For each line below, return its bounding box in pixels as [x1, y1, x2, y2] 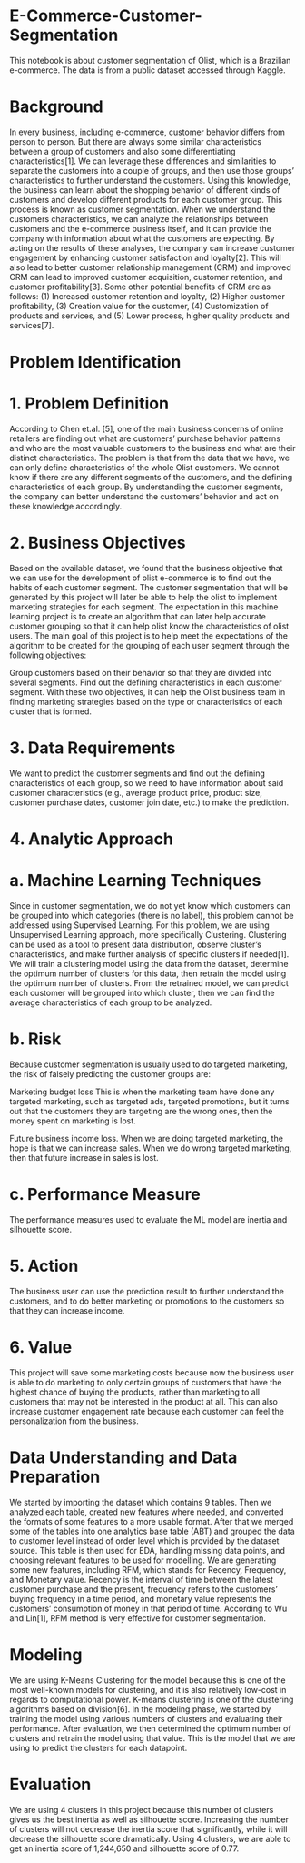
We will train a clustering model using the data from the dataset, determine [9, 959, 289, 969]
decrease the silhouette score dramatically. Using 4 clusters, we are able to [9, 1833, 291, 1844]
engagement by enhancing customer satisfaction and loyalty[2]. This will [9, 252, 281, 263]
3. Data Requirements [9, 738, 176, 759]
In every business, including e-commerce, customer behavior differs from [9, 126, 286, 137]
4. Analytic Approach [9, 829, 174, 850]
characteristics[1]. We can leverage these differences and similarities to [9, 156, 277, 166]
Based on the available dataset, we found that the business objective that [9, 562, 283, 573]
